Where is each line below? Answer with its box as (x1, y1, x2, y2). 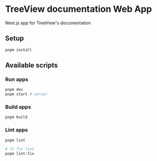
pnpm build (5, 115, 28, 120)
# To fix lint (5, 147, 35, 152)
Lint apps (5, 126, 28, 133)
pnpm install (5, 47, 32, 53)
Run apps (5, 76, 29, 83)
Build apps (5, 103, 31, 110)
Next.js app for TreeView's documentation (5, 20, 91, 26)
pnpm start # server (5, 92, 48, 97)
